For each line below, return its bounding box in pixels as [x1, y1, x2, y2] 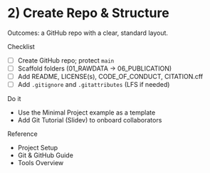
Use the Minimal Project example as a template [17, 108, 156, 117]
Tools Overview [17, 159, 64, 167]
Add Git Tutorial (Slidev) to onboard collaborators [17, 116, 162, 125]
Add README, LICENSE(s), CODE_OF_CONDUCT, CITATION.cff [17, 73, 204, 81]
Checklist [7, 42, 36, 51]
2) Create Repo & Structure [7, 5, 169, 21]
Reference [7, 130, 38, 138]
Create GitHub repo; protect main [17, 56, 115, 65]
